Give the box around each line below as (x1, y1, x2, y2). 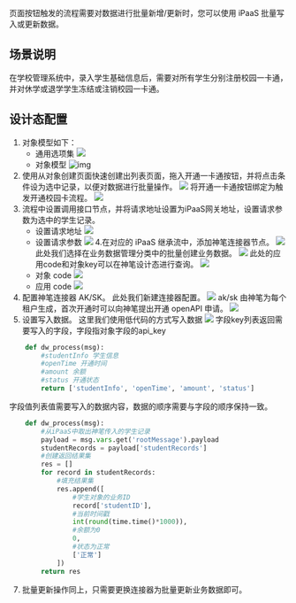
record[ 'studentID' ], (72, 501, 152, 510)
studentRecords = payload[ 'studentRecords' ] (41, 444, 208, 452)
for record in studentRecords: (41, 468, 156, 477)
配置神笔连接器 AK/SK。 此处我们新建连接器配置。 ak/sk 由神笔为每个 (21, 291, 287, 303)
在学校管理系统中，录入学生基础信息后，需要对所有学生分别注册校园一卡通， (9, 72, 288, 82)
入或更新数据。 (9, 19, 64, 29)
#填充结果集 (56, 476, 95, 485)
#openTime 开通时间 (41, 359, 108, 368)
